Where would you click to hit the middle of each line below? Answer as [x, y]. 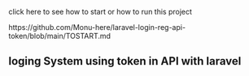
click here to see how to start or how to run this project [100, 12]
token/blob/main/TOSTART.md [60, 36]
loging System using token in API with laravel [125, 61]
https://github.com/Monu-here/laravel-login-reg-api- [97, 27]
